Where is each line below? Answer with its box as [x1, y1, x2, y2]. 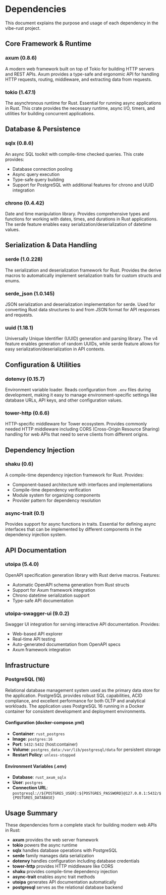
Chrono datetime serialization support [12, 592, 90, 598]
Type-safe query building [12, 176, 64, 182]
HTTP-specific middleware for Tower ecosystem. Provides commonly [5, 421, 147, 427]
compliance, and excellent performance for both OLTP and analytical [5, 697, 146, 703]
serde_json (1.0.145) [5, 290, 55, 297]
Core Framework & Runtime [5, 40, 92, 48]
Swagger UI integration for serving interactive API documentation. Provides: [5, 621, 160, 627]
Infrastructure [5, 661, 50, 670]
